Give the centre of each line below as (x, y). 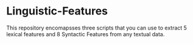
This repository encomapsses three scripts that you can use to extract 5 (97, 28)
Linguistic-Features (57, 11)
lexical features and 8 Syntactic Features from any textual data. (86, 34)
